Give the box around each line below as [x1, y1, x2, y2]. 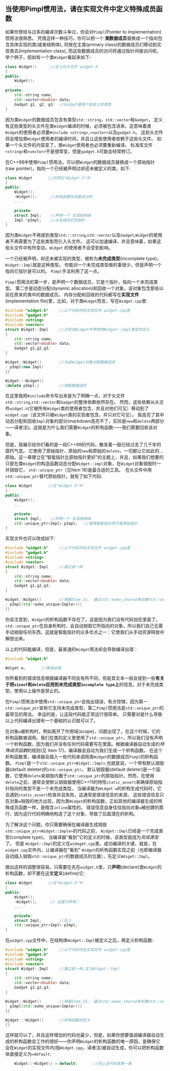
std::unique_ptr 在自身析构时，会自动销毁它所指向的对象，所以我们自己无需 [5, 623, 163, 629]
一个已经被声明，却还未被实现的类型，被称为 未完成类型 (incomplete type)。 [5, 256, 161, 262]
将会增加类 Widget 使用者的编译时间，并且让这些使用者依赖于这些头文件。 [5, 135, 156, 141]
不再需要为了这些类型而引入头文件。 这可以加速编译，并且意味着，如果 [9, 238, 157, 244]
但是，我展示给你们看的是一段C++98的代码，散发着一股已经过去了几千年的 [5, 442, 161, 448]
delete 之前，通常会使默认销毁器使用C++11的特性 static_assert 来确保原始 [5, 779, 158, 785]
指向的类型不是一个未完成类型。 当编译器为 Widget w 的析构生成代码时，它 [9, 786, 162, 792]
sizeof [14, 683, 28, 688]
